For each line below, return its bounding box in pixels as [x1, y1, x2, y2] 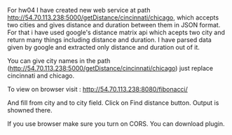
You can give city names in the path [7, 57, 111, 65]
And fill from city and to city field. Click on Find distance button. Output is [7, 99, 219, 107]
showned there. [7, 106, 53, 114]
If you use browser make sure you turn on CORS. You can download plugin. [7, 120, 225, 128]
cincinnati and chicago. [7, 71, 75, 80]
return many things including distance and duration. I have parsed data [7, 36, 212, 44]
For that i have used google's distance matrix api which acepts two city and [7, 28, 226, 36]
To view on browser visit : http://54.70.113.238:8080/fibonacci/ [7, 85, 188, 93]
